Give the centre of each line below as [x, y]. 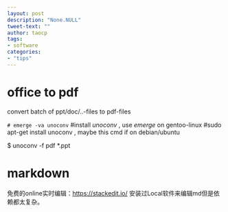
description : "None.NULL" [44, 20]
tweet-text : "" [29, 26]
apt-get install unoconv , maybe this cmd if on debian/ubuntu [94, 132]
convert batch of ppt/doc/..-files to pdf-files [69, 112]
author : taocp [27, 33]
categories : [24, 52]
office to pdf [43, 92]
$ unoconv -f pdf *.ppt [39, 145]
